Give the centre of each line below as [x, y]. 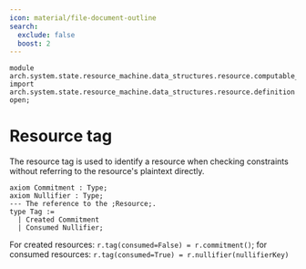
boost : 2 [34, 43]
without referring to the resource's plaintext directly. [107, 171]
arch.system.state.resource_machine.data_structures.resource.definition [153, 92]
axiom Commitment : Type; [58, 188]
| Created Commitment [59, 220]
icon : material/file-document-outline [83, 18]
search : [24, 26]
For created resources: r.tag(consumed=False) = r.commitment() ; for [138, 245]
